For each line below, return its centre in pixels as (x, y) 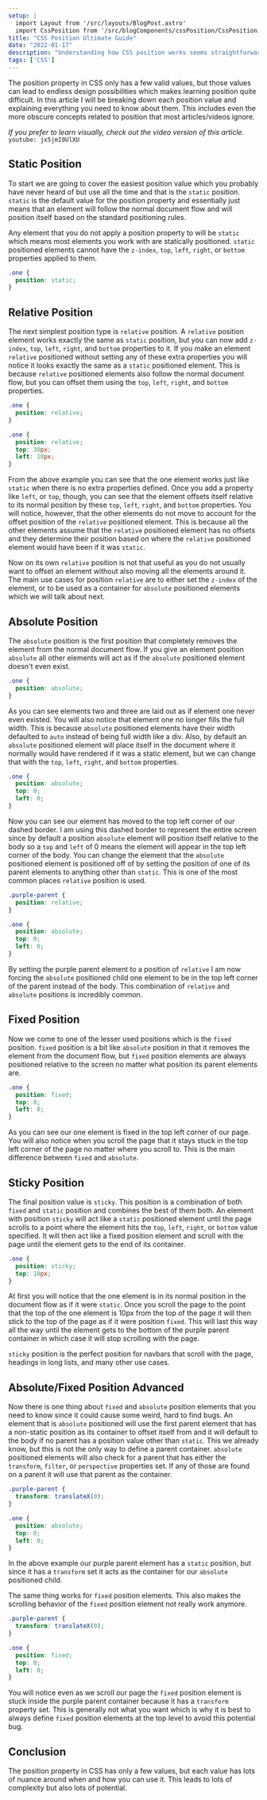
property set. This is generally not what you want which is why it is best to (130, 1710)
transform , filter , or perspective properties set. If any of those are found (129, 1466)
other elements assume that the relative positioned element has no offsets (132, 530)
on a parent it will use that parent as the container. (90, 1475)
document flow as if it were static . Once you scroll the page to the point (127, 1305)
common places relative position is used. (77, 880)
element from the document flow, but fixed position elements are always (127, 1055)
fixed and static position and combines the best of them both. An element (131, 1210)
